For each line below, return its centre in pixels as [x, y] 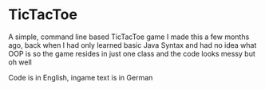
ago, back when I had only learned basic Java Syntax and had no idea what [132, 45]
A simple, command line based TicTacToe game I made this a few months [129, 37]
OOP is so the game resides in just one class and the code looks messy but [132, 53]
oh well [20, 62]
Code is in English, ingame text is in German [81, 77]
